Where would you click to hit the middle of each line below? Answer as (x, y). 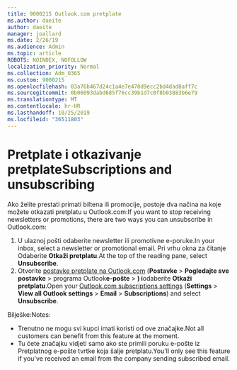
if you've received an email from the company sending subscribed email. (123, 358)
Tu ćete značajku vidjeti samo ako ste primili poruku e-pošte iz (109, 343)
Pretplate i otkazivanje (74, 154)
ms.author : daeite (34, 21)
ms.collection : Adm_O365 (44, 73)
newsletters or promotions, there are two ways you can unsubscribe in (110, 219)
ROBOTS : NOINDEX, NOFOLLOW (47, 60)
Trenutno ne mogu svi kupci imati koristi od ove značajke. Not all (111, 328)
